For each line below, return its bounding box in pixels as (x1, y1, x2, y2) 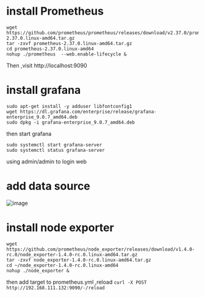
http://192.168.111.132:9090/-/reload (6, 285, 105, 291)
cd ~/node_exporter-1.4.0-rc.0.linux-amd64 (6, 262, 119, 268)
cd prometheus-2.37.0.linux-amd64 (6, 46, 95, 52)
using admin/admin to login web (6, 157, 87, 165)
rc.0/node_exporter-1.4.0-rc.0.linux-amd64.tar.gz (6, 251, 138, 257)
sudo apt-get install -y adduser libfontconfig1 (6, 103, 132, 109)
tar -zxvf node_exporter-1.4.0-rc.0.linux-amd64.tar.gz (6, 257, 151, 263)
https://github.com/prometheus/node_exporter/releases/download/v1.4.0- (6, 246, 195, 252)
